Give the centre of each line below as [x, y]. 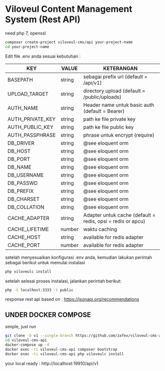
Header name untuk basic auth [119, 105]
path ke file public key [109, 127]
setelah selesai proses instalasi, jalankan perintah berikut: [63, 281]
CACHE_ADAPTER [28, 218]
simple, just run [21, 327]
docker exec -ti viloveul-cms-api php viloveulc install [65, 354]
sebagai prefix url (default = [115, 76]
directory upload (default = [114, 91]
